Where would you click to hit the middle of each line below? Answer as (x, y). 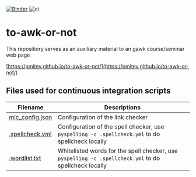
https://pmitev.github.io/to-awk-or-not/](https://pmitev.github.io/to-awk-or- (98, 66)
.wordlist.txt (25, 158)
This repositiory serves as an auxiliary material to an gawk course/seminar (95, 48)
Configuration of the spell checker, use (111, 127)
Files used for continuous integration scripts (88, 91)
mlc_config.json (31, 117)
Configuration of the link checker (103, 117)
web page (18, 55)
